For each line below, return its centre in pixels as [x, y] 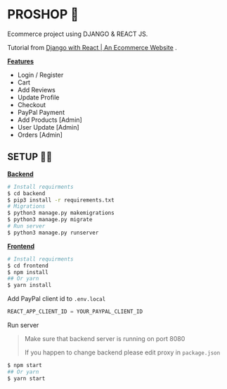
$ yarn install [30, 285]
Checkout [32, 104]
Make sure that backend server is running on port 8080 [105, 339]
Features [20, 61]
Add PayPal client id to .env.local [57, 299]
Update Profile [38, 97]
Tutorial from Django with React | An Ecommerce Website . [92, 47]
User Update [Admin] [48, 127]
